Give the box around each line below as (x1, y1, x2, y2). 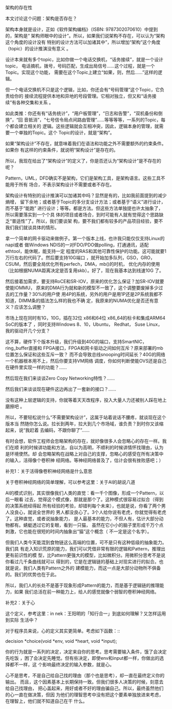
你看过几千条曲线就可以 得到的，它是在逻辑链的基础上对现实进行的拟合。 (5, 559, 159, 564)
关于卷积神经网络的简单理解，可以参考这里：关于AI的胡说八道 (5, 479, 136, 485)
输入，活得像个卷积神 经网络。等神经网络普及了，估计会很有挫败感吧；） (9, 457, 164, 463)
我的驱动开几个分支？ (5, 328, 50, 333)
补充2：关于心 (5, 600, 35, 605)
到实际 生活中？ (5, 617, 38, 623)
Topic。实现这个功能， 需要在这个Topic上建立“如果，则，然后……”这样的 (5, 69, 158, 75)
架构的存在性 (5, 5, 32, 10)
